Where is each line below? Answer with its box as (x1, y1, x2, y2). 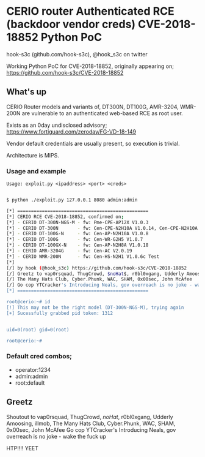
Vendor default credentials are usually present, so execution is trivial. (6, 140, 180, 147)
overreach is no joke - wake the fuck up (6, 432, 107, 440)
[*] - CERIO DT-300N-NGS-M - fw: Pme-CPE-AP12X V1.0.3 (6, 219, 149, 225)
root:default (15, 379, 45, 387)
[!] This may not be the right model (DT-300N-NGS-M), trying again (6, 304, 184, 311)
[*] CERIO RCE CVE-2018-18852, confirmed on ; (6, 213, 124, 220)
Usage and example (6, 167, 67, 175)
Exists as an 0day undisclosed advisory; (6, 121, 107, 129)
